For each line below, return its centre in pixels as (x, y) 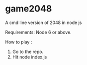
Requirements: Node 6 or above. (39, 32)
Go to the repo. (28, 51)
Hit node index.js (30, 57)
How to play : (19, 42)
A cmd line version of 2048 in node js (43, 22)
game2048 (29, 9)
